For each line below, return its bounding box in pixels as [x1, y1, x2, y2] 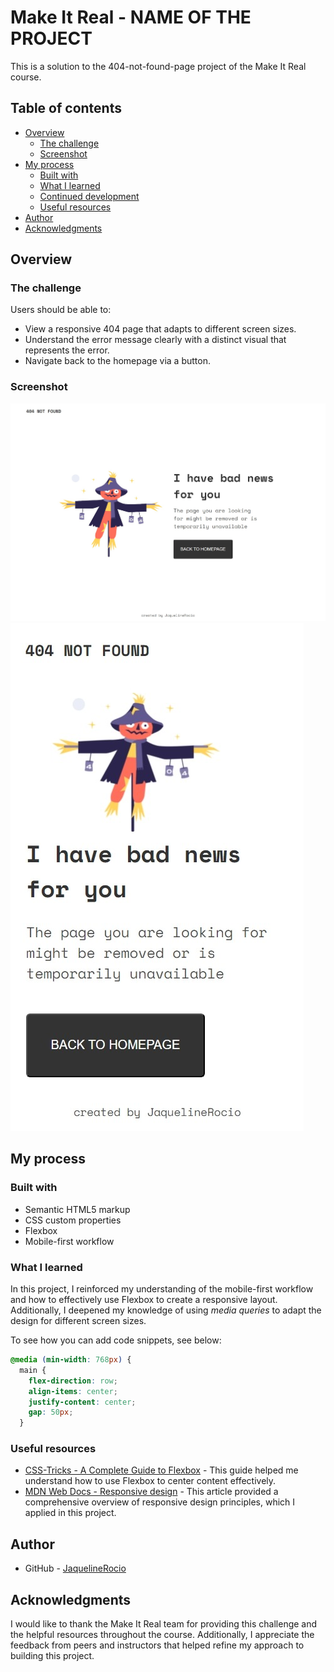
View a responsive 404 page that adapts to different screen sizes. [24, 323, 297, 335]
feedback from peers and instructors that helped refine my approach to [10, 1639, 305, 1651]
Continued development [39, 190, 140, 202]
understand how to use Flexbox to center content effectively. [24, 1475, 277, 1487]
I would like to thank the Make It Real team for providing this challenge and [10, 1618, 318, 1630]
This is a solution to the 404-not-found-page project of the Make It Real [10, 60, 307, 72]
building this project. [10, 1650, 95, 1662]
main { [19, 1365, 47, 1375]
